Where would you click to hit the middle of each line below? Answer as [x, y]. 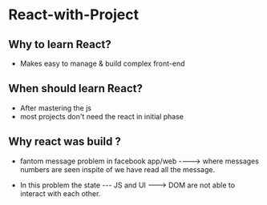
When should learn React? [75, 88]
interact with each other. [60, 193]
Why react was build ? [65, 142]
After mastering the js [56, 108]
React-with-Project [73, 15]
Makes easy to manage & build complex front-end [103, 63]
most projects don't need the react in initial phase [102, 116]
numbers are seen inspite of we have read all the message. [117, 169]
